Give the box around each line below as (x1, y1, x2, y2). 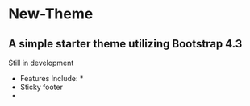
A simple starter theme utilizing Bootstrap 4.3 (8, 37, 243, 51)
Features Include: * (19, 74, 84, 83)
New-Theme (8, 5, 94, 23)
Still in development (8, 58, 74, 67)
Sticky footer (19, 82, 63, 92)
